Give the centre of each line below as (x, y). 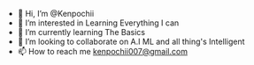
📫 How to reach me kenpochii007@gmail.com (103, 51)
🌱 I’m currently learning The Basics (81, 32)
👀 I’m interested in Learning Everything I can (98, 23)
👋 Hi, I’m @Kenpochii (56, 14)
